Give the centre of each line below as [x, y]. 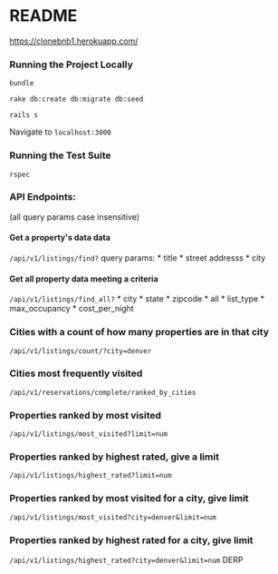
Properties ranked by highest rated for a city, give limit [131, 539]
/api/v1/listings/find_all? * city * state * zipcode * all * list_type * [137, 299]
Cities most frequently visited [76, 373]
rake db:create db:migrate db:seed [77, 99]
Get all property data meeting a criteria [84, 279]
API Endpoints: [43, 197]
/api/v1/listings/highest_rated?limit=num [91, 476]
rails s [24, 115]
